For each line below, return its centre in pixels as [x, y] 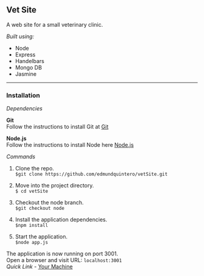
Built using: [20, 36]
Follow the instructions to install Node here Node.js [70, 145]
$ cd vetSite [32, 191]
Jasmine [26, 74]
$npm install [32, 226]
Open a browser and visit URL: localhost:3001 [64, 260]
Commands [21, 157]
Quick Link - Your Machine [39, 267]
